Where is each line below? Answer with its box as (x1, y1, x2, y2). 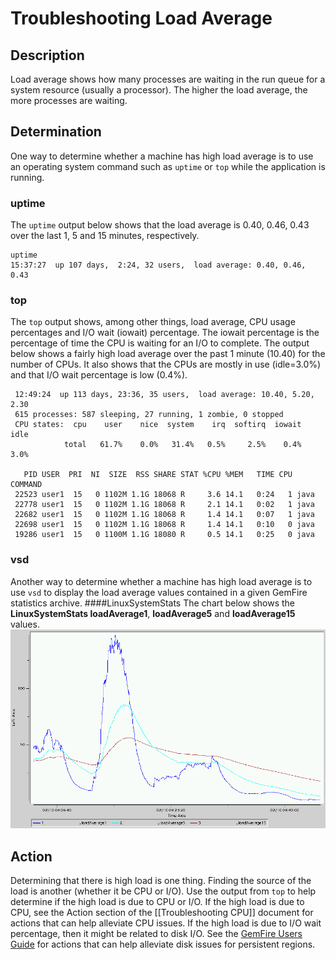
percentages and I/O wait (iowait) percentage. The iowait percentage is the (10, 327, 320, 339)
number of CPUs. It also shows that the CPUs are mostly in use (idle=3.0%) (10, 358, 322, 371)
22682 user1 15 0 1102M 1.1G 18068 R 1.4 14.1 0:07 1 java (14, 510, 315, 520)
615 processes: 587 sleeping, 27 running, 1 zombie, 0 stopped (14, 410, 284, 420)
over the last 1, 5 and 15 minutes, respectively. (10, 230, 200, 242)
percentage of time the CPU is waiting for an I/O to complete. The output (10, 337, 310, 349)
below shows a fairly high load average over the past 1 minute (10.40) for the (10, 348, 326, 360)
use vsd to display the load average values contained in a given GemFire (10, 586, 308, 598)
